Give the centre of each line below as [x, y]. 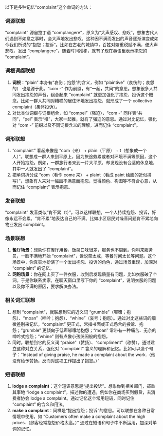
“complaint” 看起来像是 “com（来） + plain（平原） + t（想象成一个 [79, 150]
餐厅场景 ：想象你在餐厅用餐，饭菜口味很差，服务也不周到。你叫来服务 [82, 250]
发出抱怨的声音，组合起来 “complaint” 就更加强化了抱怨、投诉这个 [83, 95]
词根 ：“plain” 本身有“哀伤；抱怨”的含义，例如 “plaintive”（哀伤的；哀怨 [83, 82]
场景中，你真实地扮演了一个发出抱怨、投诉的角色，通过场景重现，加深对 [84, 262]
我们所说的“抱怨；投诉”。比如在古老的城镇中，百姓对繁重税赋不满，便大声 [83, 45]
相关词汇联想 [20, 300]
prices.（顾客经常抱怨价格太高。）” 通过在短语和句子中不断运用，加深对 [82, 423]
